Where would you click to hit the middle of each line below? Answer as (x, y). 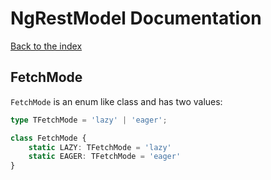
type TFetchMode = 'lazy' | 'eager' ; (89, 120)
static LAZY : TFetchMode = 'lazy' (100, 147)
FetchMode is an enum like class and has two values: (116, 101)
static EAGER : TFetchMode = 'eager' (105, 157)
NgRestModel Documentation (136, 18)
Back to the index (46, 46)
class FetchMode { (48, 138)
